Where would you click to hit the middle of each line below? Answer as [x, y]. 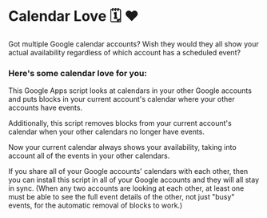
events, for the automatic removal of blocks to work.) [96, 205]
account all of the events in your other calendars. [89, 156]
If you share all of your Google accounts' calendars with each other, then [128, 172]
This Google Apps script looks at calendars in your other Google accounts [130, 91]
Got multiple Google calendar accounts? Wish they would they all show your [134, 44]
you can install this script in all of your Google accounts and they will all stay [134, 180]
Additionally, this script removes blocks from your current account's [120, 123]
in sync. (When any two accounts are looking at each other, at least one [126, 188]
